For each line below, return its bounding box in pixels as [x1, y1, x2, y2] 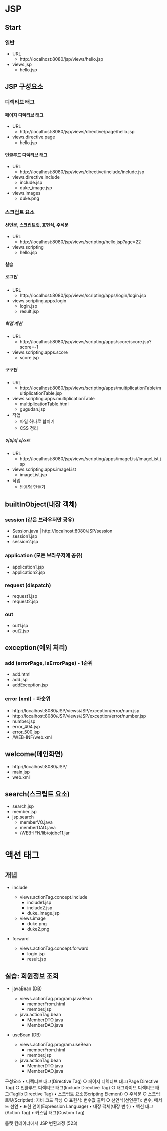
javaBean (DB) [12, 985, 42, 992]
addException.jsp [12, 682, 48, 688]
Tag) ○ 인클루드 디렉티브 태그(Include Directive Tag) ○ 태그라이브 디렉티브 [5, 1085, 154, 1091]
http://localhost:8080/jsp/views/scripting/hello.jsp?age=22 [19, 239, 141, 245]
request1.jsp [12, 593, 38, 599]
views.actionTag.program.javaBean [19, 996, 92, 1002]
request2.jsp [12, 598, 38, 605]
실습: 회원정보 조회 [5, 972, 59, 980]
